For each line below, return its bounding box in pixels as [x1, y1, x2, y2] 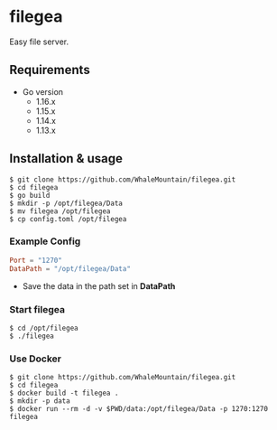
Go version [22, 86, 64, 97]
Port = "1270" [9, 256, 63, 265]
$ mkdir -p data [9, 397, 70, 406]
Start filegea [9, 303, 66, 315]
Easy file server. [9, 36, 69, 47]
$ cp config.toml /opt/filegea [9, 214, 127, 223]
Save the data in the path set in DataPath [22, 280, 176, 291]
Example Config [9, 235, 81, 248]
